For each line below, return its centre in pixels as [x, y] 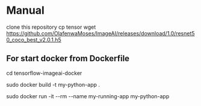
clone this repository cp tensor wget [51, 27]
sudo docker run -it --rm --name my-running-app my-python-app [88, 96]
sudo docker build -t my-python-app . [53, 84]
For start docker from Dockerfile [68, 58]
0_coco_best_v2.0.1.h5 [34, 40]
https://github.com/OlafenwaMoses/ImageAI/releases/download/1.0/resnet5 [100, 33]
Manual [26, 10]
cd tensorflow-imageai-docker [44, 73]
